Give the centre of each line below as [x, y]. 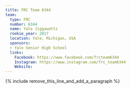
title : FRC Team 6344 [28, 10]
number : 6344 [24, 24]
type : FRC [20, 19]
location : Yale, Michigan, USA [43, 39]
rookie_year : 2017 [29, 34]
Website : [24, 67]
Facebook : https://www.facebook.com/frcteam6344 [67, 57]
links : [17, 52]
